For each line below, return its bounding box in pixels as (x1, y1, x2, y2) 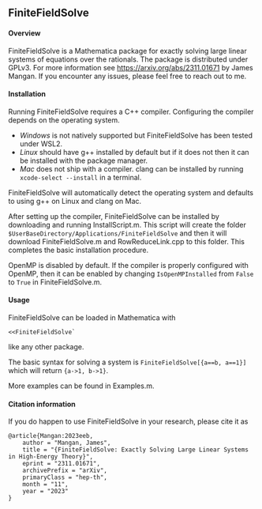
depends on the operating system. (8, 115, 120, 125)
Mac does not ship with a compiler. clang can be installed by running (19, 164, 244, 173)
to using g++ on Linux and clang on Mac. (8, 196, 142, 205)
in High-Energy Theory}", (8, 453, 93, 461)
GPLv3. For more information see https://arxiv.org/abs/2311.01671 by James (8, 62, 254, 72)
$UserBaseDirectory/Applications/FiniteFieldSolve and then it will (8, 228, 227, 238)
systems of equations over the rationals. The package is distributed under (8, 55, 249, 64)
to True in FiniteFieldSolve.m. (8, 277, 103, 287)
